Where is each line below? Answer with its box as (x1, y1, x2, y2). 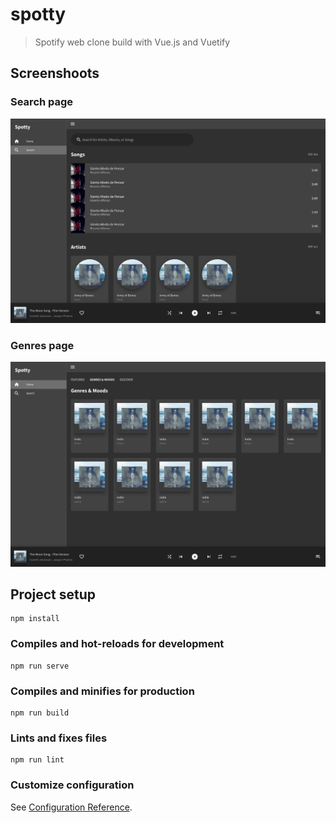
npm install (10, 614, 60, 624)
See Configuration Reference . (10, 801, 133, 813)
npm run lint (10, 755, 65, 765)
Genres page (10, 338, 75, 352)
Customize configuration (10, 778, 135, 792)
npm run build (10, 708, 70, 718)
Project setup (10, 586, 97, 603)
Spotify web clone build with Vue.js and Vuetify (34, 36, 231, 48)
